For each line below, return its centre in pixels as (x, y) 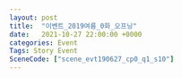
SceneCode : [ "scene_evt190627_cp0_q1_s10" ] (92, 59)
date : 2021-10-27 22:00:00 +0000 (76, 34)
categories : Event (43, 43)
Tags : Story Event (43, 51)
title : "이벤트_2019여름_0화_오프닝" (73, 26)
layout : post (34, 17)
